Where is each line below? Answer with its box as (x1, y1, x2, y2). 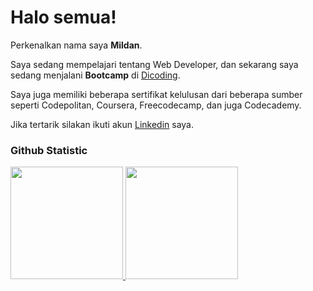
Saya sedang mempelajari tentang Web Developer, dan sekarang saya (10, 58, 299, 70)
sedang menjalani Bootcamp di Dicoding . (10, 69, 181, 81)
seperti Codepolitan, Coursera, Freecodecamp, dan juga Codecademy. (10, 99, 302, 111)
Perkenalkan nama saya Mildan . (10, 39, 143, 51)
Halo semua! (10, 6, 117, 29)
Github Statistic (10, 143, 88, 157)
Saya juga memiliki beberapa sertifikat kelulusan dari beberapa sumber (10, 88, 303, 100)
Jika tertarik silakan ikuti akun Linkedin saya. (10, 118, 194, 130)
